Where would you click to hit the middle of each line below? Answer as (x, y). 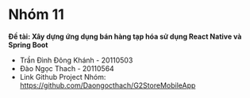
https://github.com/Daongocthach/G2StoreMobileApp (108, 85)
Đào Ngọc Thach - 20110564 (67, 68)
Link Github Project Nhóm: (63, 77)
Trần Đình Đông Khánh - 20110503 (76, 60)
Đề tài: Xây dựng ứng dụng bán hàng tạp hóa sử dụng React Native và (125, 36)
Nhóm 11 (37, 15)
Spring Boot (28, 44)
